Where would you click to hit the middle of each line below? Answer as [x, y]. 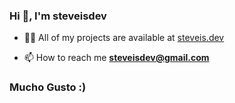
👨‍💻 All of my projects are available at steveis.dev [124, 38]
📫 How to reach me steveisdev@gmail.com [116, 58]
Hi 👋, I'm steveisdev [58, 16]
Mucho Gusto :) [48, 87]
